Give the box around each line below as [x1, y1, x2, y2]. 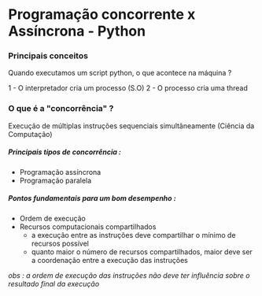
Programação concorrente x [8, 6, 196, 24]
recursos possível [31, 239, 89, 248]
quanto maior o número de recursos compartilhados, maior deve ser [31, 246, 253, 257]
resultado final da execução [8, 279, 100, 288]
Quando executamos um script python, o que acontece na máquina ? [8, 68, 232, 78]
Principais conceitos [8, 50, 89, 61]
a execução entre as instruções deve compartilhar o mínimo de [31, 230, 236, 239]
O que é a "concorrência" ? [8, 103, 114, 114]
